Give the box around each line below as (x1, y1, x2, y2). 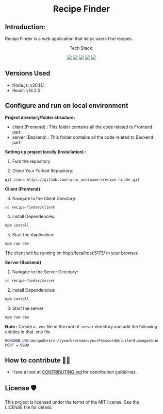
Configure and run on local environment (5, 101, 129, 110)
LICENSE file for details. (5, 404, 53, 410)
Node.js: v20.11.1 (12, 82, 45, 88)
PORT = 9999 (5, 342, 29, 348)
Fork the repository (12, 158, 51, 164)
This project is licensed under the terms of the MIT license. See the (5, 399, 140, 405)
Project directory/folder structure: (5, 114, 75, 120)
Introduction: (5, 23, 46, 31)
